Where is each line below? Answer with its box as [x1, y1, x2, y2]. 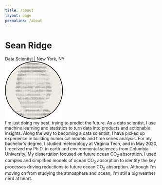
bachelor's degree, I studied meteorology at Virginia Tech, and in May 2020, [5, 141, 158, 146]
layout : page [5, 13, 32, 18]
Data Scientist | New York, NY [5, 56, 65, 62]
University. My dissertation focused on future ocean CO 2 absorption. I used [5, 151, 157, 158]
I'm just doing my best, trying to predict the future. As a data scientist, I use [5, 120, 156, 126]
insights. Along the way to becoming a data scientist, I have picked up [5, 130, 145, 136]
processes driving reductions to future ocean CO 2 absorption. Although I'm [5, 164, 156, 171]
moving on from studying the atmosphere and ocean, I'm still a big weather [5, 170, 156, 176]
